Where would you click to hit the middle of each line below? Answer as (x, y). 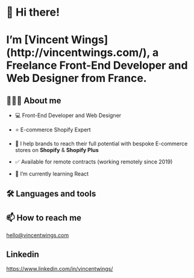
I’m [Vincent (38, 40)
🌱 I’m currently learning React (52, 174)
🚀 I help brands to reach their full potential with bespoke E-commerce (101, 144)
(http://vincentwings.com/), (78, 53)
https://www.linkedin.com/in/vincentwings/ (60, 269)
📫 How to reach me (44, 217)
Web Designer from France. (77, 78)
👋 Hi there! (33, 12)
